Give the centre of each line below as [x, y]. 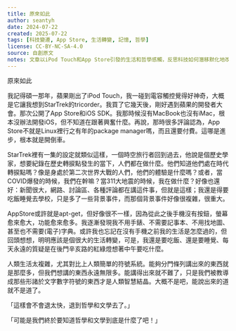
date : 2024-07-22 [33, 27]
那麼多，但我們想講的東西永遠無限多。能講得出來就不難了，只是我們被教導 [121, 273]
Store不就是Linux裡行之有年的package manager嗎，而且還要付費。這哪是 [113, 130]
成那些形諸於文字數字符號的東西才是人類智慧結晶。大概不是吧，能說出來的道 [118, 281]
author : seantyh [31, 20]
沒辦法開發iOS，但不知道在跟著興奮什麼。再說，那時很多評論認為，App [116, 122]
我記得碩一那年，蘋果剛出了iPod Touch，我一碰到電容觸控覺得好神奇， [110, 95]
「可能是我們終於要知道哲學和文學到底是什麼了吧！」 [84, 320]
